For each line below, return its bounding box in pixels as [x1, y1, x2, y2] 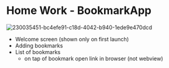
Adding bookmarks [15, 42, 63, 49]
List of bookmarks [15, 48, 61, 55]
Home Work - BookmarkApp [6, 4, 152, 18]
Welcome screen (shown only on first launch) [15, 35, 129, 42]
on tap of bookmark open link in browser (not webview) [24, 55, 164, 62]
